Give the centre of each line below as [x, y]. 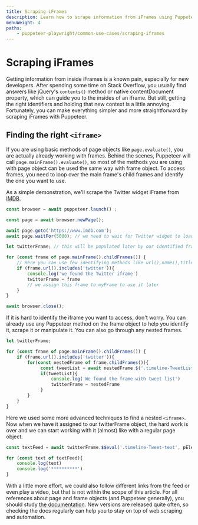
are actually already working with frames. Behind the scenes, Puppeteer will [98, 155]
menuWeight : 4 [24, 22]
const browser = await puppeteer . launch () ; [62, 209]
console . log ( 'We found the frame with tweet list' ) [116, 379]
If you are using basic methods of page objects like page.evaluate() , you [95, 149]
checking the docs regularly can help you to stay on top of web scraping [94, 511]
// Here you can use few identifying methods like [80, 263]
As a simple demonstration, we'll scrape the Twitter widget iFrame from [93, 192]
